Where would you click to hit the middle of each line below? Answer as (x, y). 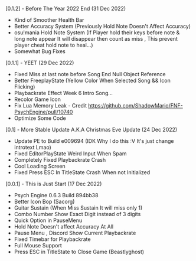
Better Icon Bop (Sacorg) (44, 201)
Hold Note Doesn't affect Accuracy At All (63, 226)
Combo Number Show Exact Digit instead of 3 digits (77, 214)
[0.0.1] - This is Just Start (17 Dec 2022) (54, 184)
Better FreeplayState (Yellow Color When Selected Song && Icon (92, 80)
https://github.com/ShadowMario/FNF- (135, 105)
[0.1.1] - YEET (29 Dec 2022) (40, 63)
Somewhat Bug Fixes (40, 51)
